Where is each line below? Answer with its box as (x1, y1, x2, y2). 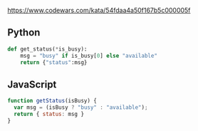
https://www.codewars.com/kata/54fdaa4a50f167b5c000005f (7, 6, 191, 14)
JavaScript (7, 78, 57, 90)
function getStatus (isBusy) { (7, 98, 98, 105)
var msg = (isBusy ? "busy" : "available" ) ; (14, 104, 148, 111)
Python (7, 26, 41, 38)
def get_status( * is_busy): (7, 46, 88, 53)
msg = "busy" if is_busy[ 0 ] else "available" (20, 52, 158, 59)
